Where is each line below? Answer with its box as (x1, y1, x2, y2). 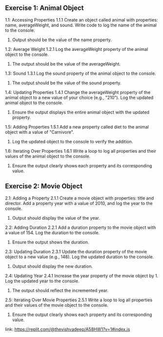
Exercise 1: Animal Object (5, 4, 84, 12)
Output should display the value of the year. (12, 215, 100, 221)
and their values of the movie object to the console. (5, 302, 109, 308)
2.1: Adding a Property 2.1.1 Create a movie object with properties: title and (5, 195, 154, 201)
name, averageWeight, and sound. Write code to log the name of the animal (5, 22, 157, 28)
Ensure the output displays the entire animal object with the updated (12, 109, 150, 115)
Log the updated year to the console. (5, 278, 80, 284)
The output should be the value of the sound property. (12, 80, 122, 86)
